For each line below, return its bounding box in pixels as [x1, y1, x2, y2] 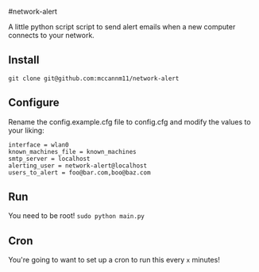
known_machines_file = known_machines [8, 147, 137, 155]
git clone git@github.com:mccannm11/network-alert [8, 75, 180, 82]
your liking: [8, 125, 45, 135]
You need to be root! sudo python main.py [8, 211, 145, 220]
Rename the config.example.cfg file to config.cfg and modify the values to [8, 117, 252, 126]
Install [8, 53, 40, 67]
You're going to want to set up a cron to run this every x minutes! [8, 255, 220, 265]
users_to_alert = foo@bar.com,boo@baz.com [8, 168, 151, 177]
